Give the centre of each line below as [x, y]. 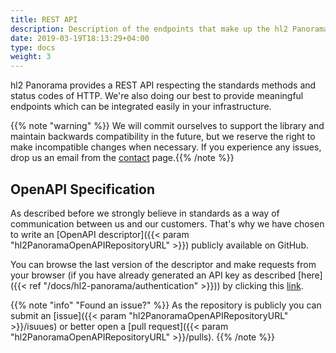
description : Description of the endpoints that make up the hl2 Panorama [169, 29]
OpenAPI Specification [83, 189]
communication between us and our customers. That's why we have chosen [167, 223]
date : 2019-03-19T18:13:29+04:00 [80, 38]
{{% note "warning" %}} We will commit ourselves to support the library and [167, 126]
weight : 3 [31, 57]
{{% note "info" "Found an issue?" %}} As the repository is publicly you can [166, 305]
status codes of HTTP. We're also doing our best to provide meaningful [157, 96]
